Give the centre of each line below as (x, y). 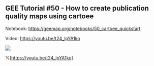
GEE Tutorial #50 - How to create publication (77, 8)
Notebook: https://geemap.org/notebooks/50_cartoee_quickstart (73, 28)
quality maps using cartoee (50, 16)
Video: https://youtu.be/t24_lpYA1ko (43, 38)
